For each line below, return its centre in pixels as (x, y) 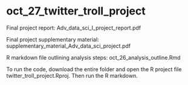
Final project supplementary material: (53, 39)
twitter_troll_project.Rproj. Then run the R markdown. (72, 75)
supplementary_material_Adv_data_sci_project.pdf (69, 46)
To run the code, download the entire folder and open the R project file (94, 69)
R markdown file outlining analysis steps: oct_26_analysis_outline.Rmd (93, 57)
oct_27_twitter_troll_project (76, 11)
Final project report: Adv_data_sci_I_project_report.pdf (74, 28)
